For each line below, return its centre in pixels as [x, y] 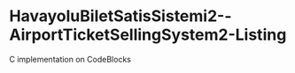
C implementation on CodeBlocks [70, 59]
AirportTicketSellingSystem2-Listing [148, 35]
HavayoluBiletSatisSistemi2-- [120, 16]
